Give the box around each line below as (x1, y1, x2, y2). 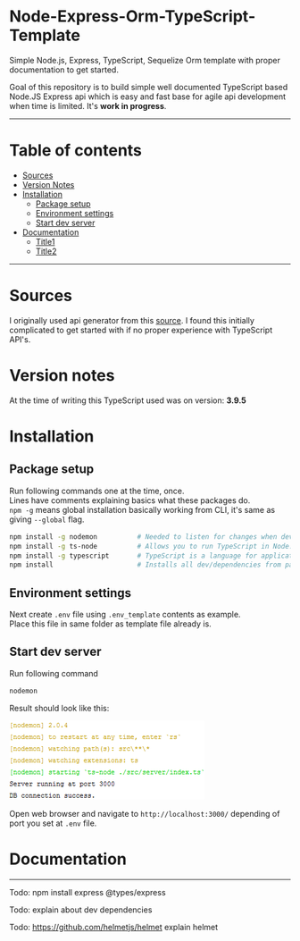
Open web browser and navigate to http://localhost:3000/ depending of (9, 808, 280, 819)
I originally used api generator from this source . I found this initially (9, 315, 254, 325)
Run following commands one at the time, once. (9, 485, 185, 496)
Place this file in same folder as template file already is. (9, 618, 212, 629)
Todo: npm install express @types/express (9, 886, 167, 897)
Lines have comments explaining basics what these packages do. (9, 494, 251, 506)
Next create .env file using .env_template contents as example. (9, 609, 241, 620)
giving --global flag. (9, 514, 85, 525)
